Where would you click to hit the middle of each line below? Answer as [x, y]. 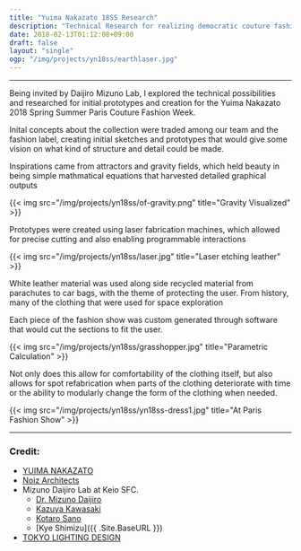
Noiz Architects [51, 480]
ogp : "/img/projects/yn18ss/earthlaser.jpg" [94, 59]
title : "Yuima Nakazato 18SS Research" [84, 17]
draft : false [34, 43]
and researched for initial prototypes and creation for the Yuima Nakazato [145, 103]
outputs [23, 185]
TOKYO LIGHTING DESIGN [71, 538]
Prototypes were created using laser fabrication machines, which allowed [145, 229]
